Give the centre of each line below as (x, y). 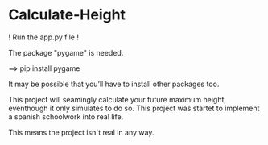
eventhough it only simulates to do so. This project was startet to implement (134, 108)
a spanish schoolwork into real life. (66, 116)
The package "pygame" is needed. (66, 52)
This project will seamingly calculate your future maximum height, (118, 99)
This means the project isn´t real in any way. (81, 132)
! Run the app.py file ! (43, 37)
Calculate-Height (67, 15)
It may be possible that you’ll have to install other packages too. (114, 84)
